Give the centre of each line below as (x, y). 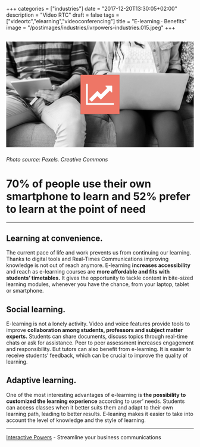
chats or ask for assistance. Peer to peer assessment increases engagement (100, 343)
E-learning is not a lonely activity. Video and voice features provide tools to (98, 324)
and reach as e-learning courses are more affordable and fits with (88, 272)
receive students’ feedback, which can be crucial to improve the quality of (97, 356)
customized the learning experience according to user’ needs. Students (96, 401)
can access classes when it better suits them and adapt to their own (90, 407)
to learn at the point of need (76, 209)
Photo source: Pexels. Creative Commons (57, 160)
